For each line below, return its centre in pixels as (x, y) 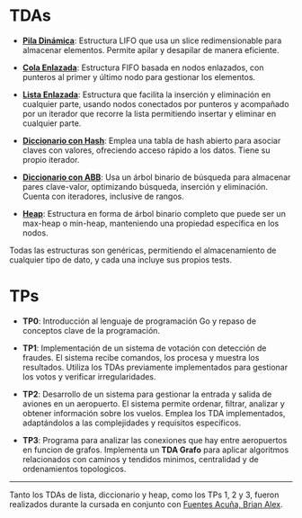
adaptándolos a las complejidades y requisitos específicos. (132, 423)
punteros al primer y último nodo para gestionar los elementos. (139, 76)
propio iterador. (51, 159)
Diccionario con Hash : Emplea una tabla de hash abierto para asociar (151, 140)
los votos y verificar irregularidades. (89, 376)
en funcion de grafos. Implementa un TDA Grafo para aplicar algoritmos (155, 450)
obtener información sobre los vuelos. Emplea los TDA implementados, (154, 413)
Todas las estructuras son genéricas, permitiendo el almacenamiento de (143, 250)
